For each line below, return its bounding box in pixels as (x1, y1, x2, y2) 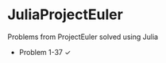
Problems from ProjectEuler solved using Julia (7, 32, 159, 41)
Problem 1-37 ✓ (18, 47, 71, 57)
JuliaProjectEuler (7, 6, 124, 24)
